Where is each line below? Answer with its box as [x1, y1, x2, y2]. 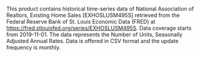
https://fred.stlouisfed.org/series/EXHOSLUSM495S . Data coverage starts [6, 24, 192, 32]
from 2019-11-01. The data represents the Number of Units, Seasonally [6, 31, 183, 38]
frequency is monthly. [6, 44, 61, 51]
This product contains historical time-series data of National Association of [6, 5, 195, 12]
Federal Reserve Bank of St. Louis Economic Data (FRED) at [6, 18, 156, 25]
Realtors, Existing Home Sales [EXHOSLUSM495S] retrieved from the [6, 12, 181, 19]
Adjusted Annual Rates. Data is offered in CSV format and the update [6, 38, 179, 44]
